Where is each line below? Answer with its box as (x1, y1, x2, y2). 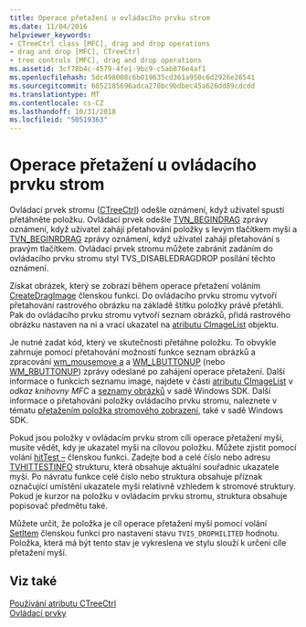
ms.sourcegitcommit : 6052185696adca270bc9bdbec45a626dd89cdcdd (9, 81, 256, 90)
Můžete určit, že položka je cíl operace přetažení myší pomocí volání (9, 518, 268, 529)
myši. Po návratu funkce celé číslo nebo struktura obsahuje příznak (9, 472, 263, 483)
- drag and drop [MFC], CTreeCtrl (9, 48, 142, 57)
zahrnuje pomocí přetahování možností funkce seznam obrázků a (9, 346, 256, 357)
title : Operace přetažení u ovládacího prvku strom (9, 13, 210, 23)
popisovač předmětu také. (9, 500, 108, 512)
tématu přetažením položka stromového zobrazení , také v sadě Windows (9, 405, 283, 416)
